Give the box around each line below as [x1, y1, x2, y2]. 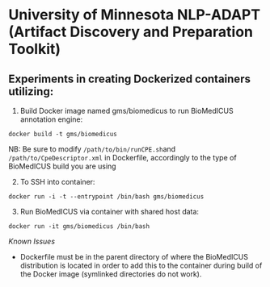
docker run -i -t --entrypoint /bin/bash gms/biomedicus [8, 193, 205, 201]
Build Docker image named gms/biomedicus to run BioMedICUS [19, 106, 234, 115]
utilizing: [8, 85, 54, 98]
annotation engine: [19, 114, 83, 124]
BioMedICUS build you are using [8, 161, 116, 171]
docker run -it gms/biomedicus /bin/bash [8, 223, 150, 231]
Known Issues [8, 236, 55, 246]
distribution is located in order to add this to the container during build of [19, 260, 263, 270]
